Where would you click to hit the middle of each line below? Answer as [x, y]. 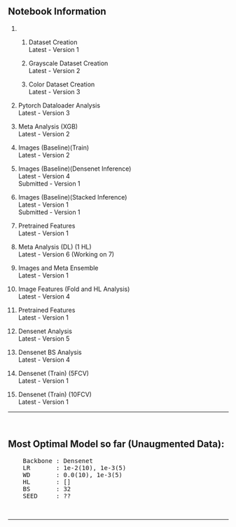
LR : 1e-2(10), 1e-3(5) [75, 468]
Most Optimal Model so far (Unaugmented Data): [116, 444]
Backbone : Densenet [58, 461]
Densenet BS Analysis [50, 352]
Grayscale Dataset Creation [68, 63]
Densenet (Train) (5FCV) [54, 373]
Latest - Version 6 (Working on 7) [66, 254]
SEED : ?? [47, 496]
